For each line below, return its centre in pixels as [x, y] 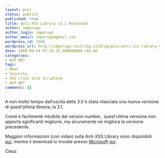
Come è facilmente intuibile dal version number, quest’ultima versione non [81, 116]
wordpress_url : [21, 46]
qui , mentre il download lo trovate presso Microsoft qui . [61, 141]
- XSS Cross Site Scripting [34, 78]
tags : [11, 64]
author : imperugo [23, 28]
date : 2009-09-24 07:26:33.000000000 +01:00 [51, 51]
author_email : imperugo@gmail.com [41, 37]
